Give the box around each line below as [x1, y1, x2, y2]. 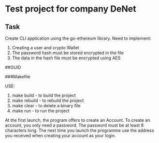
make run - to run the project [12, 108, 70, 114]
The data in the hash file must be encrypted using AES [12, 55, 121, 61]
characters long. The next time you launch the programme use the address [5, 128, 154, 133]
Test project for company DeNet [5, 3, 136, 14]
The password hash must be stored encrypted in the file [12, 50, 124, 56]
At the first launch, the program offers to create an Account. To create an [5, 117, 150, 123]
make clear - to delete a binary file [12, 103, 81, 108]
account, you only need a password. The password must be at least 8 [5, 122, 144, 128]
